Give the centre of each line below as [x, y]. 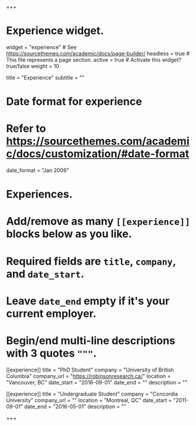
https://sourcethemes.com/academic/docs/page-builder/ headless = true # [98, 53]
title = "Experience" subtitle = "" [45, 77]
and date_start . [45, 274]
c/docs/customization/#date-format [98, 154]
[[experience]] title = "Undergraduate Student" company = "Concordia [92, 394]
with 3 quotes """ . [52, 353]
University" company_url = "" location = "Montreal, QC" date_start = [89, 400]
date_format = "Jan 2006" [38, 170]
